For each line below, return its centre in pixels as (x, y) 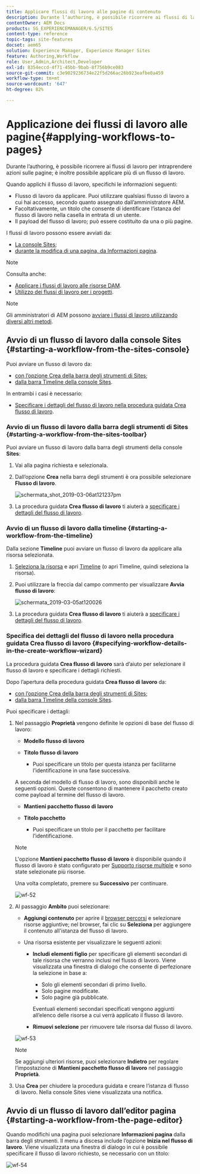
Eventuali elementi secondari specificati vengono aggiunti (103, 1008)
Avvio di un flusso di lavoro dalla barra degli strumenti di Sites (97, 427)
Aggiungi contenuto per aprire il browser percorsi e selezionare (102, 918)
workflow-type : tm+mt (33, 78)
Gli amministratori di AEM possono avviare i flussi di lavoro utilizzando (92, 315)
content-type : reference (37, 34)
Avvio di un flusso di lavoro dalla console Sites (94, 340)
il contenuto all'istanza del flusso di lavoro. (76, 931)
